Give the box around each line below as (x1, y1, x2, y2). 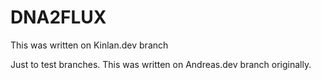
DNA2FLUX (10, 6, 107, 29)
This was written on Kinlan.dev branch (10, 39, 169, 51)
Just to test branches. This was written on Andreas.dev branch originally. (10, 58, 312, 70)
